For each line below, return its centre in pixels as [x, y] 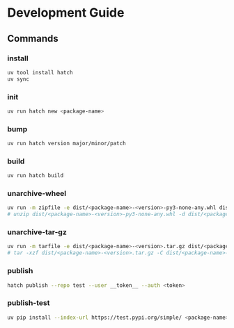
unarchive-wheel [37, 194]
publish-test [29, 303]
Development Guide [66, 13]
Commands [33, 39]
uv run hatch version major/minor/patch [67, 144]
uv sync [18, 79]
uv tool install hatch [40, 72]
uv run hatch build [36, 176]
